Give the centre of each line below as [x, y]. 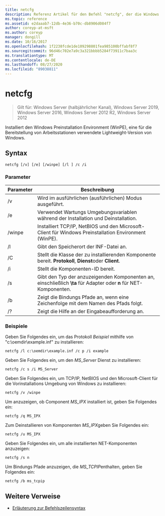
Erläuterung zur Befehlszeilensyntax [49, 508]
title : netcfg [20, 10]
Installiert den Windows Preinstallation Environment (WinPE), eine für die [79, 127]
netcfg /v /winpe [23, 393]
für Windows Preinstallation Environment [99, 233]
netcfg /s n [17, 458]
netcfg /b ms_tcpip [25, 481]
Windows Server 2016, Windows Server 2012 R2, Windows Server [84, 112]
